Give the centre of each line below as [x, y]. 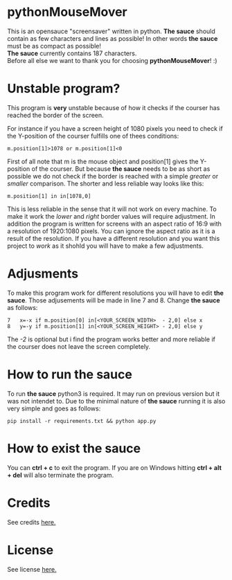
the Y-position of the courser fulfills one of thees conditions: [93, 136]
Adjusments [43, 274]
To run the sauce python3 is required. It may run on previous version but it [114, 393]
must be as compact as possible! [54, 46]
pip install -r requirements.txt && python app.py [82, 421]
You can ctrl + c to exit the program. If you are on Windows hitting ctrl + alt [114, 467]
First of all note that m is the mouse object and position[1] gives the [103, 161]
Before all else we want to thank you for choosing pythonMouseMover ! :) [112, 60]
